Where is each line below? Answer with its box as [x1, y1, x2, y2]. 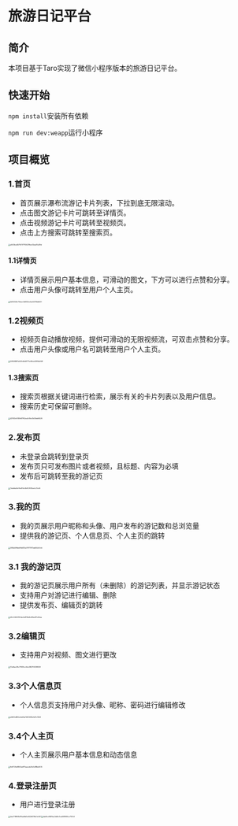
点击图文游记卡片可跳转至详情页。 [19, 208, 131, 217]
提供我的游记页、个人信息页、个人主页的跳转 [19, 531, 165, 540]
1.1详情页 [8, 256, 37, 265]
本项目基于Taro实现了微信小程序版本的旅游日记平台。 [8, 64, 182, 72]
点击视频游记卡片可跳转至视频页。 [19, 217, 131, 227]
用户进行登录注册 [19, 800, 76, 809]
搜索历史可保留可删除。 [19, 402, 96, 411]
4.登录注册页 [8, 780, 57, 791]
